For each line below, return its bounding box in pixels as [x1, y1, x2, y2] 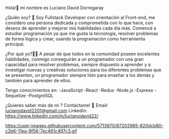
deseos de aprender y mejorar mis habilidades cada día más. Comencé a [5, 25, 157, 31]
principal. [5, 41, 25, 47]
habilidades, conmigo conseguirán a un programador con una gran [5, 56, 144, 62]
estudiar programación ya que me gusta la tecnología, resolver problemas [5, 31, 158, 36]
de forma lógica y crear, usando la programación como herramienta [5, 36, 145, 42]
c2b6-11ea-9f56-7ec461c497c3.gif [5, 128, 77, 134]
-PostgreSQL [27, 93, 54, 98]
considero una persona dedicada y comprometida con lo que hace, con [5, 20, 153, 26]
